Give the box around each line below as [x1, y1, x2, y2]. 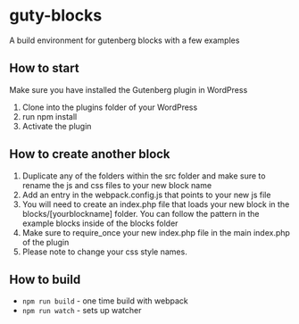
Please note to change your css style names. [21, 246, 187, 257]
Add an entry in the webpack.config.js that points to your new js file [21, 189, 271, 200]
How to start [9, 61, 79, 76]
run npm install [21, 111, 78, 121]
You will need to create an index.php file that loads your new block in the [21, 198, 290, 210]
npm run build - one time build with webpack [21, 295, 189, 306]
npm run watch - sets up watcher [21, 305, 142, 316]
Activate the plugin [21, 120, 92, 131]
